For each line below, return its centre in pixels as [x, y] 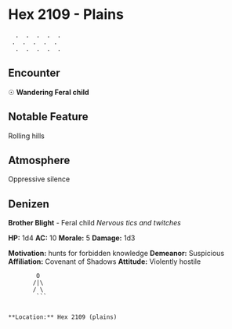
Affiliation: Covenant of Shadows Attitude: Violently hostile [105, 261]
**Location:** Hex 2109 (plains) [63, 317]
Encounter [34, 73]
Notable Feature [48, 117]
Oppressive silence [39, 179]
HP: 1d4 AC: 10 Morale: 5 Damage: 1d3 [72, 238]
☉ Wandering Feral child [49, 92]
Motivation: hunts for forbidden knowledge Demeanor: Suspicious [116, 254]
